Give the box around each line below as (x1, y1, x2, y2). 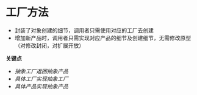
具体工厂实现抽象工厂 (14, 75, 68, 82)
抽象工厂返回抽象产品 (14, 67, 68, 74)
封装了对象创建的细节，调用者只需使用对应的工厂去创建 (14, 27, 154, 34)
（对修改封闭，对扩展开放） (14, 42, 85, 49)
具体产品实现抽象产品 (14, 82, 68, 90)
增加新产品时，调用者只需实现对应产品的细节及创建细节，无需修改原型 (14, 34, 192, 41)
